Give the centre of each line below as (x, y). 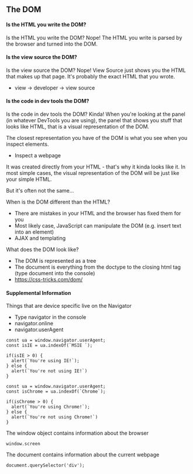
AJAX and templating (40, 238)
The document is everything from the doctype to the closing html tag (98, 267)
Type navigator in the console (50, 317)
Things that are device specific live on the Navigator (69, 306)
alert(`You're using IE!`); (46, 361)
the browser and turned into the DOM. (52, 44)
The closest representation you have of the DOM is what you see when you (97, 138)
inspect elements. (27, 144)
